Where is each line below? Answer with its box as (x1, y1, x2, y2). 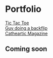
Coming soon (5, 45, 48, 53)
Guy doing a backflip (5, 25, 48, 31)
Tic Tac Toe (5, 20, 29, 26)
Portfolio (5, 3, 42, 15)
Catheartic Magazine (5, 30, 48, 36)
